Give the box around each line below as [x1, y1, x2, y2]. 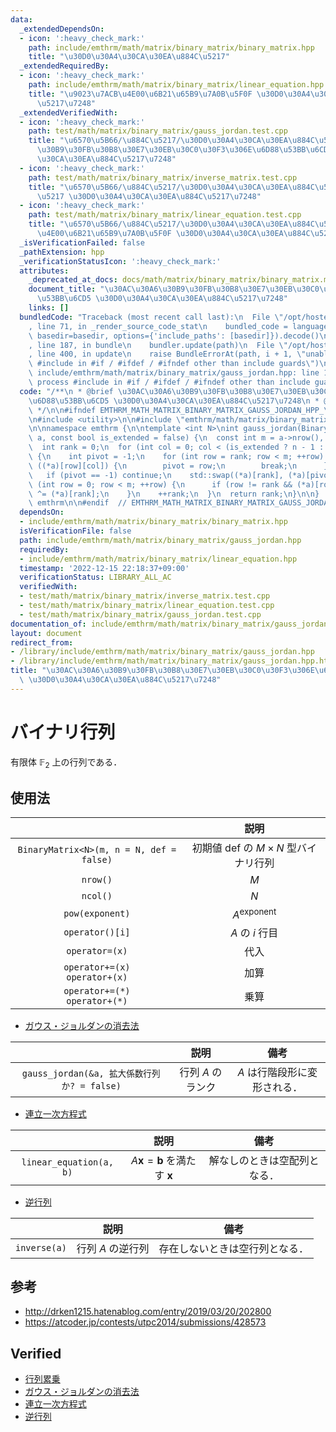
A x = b [131, 1153, 164, 1167]
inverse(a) [15, 1242, 67, 1253]
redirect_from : [10, 637, 74, 648]
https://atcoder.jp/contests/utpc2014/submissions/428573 [24, 1316, 267, 1328]
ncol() [81, 891, 113, 902]
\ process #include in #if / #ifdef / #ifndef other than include [28, 377, 311, 387]
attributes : [19, 266, 70, 276]
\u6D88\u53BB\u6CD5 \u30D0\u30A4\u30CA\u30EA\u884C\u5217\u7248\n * [28, 396, 320, 406]
